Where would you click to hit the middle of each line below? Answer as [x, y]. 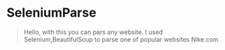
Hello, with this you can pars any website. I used [93, 32]
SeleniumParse [52, 13]
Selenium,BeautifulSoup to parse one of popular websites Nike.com [121, 39]
